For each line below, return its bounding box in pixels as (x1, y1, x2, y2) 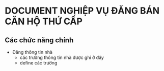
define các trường (19, 60, 58, 65)
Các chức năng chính (5, 36, 74, 44)
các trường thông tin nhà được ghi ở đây (19, 54, 104, 60)
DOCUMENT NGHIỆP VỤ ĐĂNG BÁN (5, 5, 160, 17)
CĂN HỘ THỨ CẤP (5, 16, 83, 27)
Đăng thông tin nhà (12, 49, 53, 55)
